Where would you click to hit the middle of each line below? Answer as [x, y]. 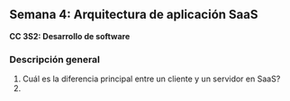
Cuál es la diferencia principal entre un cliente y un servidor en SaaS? [151, 79]
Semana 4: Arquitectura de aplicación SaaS [134, 15]
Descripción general [55, 59]
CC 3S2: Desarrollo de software [70, 36]
